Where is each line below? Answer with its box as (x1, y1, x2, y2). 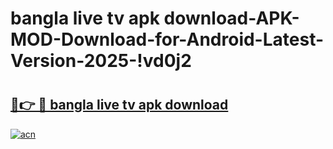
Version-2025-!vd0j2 (10, 50, 192, 72)
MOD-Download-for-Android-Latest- (10, 28, 325, 51)
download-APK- (163, 7, 300, 30)
